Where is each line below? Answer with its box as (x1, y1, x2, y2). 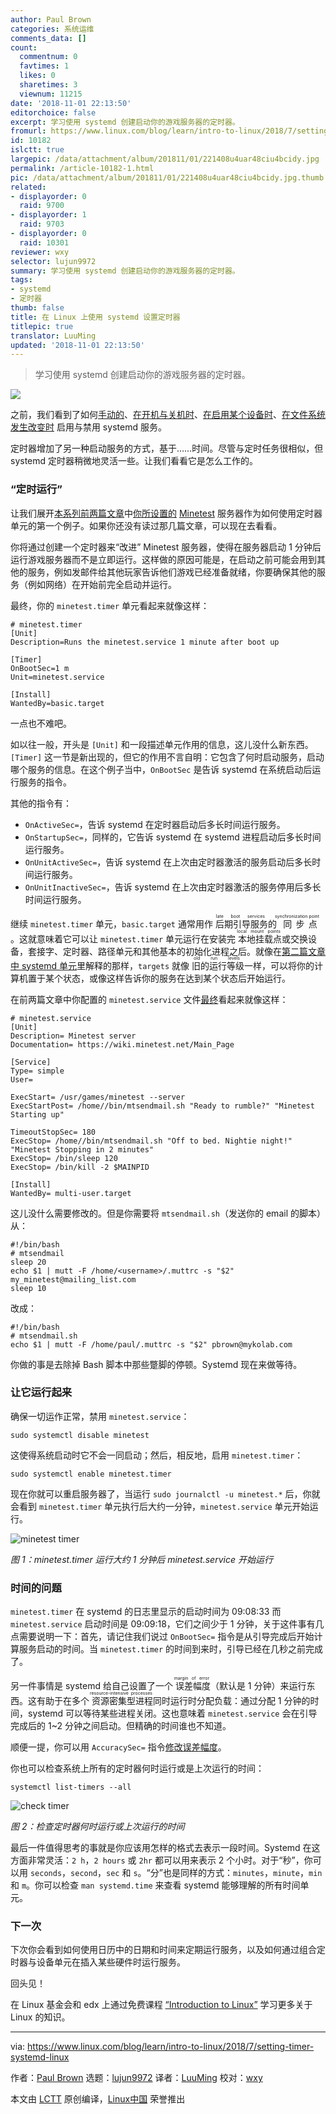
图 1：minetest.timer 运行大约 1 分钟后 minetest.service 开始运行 (10, 1553, 273, 1565)
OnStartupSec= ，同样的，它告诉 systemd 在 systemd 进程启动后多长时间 (24, 831, 322, 843)
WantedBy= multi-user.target (10, 1188, 132, 1198)
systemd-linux (10, 2051, 70, 2063)
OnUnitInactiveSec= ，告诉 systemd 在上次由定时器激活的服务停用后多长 (24, 881, 322, 893)
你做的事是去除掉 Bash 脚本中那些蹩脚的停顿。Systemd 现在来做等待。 (10, 1358, 303, 1370)
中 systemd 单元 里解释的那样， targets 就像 (10, 959, 190, 971)
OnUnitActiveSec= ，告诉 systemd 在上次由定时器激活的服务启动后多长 (24, 856, 313, 868)
